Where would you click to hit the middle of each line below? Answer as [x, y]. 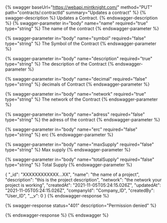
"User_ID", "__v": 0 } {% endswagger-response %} [57, 196]
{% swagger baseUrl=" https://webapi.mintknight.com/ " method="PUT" [79, 7]
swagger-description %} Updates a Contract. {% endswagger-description [81, 18]
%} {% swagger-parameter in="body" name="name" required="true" [77, 23]
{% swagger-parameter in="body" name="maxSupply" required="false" [79, 144]
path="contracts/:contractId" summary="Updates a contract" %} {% [76, 13]
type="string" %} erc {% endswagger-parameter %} [59, 135]
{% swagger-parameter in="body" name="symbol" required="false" [75, 38]
